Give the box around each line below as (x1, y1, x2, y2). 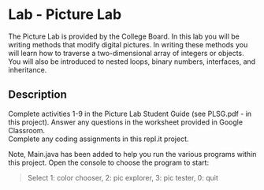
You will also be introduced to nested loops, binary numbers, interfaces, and (8, 57, 256, 66)
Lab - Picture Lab (8, 6, 122, 24)
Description (8, 88, 67, 102)
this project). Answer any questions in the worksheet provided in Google (8, 117, 243, 127)
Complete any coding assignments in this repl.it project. (8, 134, 189, 143)
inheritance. (8, 65, 47, 74)
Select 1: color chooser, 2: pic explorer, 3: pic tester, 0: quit (27, 173, 218, 182)
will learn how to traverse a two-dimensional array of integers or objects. (8, 48, 244, 58)
